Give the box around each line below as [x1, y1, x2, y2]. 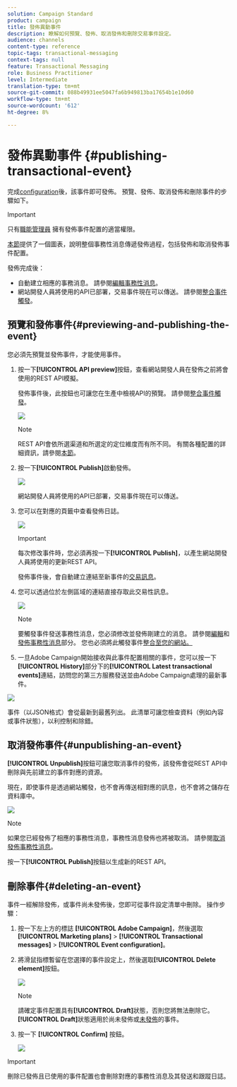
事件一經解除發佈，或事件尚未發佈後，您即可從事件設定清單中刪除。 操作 [7, 901, 219, 909]
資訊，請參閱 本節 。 [23, 448, 80, 457]
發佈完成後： [7, 263, 44, 272]
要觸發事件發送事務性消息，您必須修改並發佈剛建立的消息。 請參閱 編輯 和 [17, 629, 230, 637]
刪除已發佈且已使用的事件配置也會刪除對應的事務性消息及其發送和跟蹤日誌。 [7, 1072, 230, 1081]
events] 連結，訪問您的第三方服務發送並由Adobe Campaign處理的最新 [17, 671, 221, 679]
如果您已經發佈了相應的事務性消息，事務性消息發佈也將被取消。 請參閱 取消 [7, 834, 226, 842]
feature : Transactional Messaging [7, 63, 109, 70]
